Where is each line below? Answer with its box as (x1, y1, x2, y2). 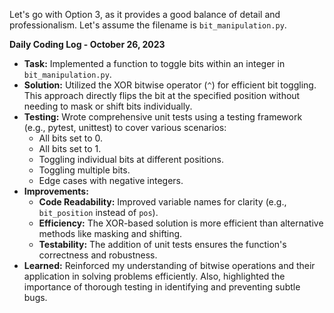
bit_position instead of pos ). (38, 207, 159, 218)
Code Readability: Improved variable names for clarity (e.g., (38, 196, 287, 208)
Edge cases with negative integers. (38, 175, 184, 186)
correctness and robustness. (38, 249, 158, 261)
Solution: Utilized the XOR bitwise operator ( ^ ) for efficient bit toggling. (23, 79, 317, 91)
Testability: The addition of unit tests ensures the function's (38, 239, 287, 250)
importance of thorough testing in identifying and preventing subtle (23, 281, 301, 293)
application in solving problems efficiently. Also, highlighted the (23, 270, 286, 282)
